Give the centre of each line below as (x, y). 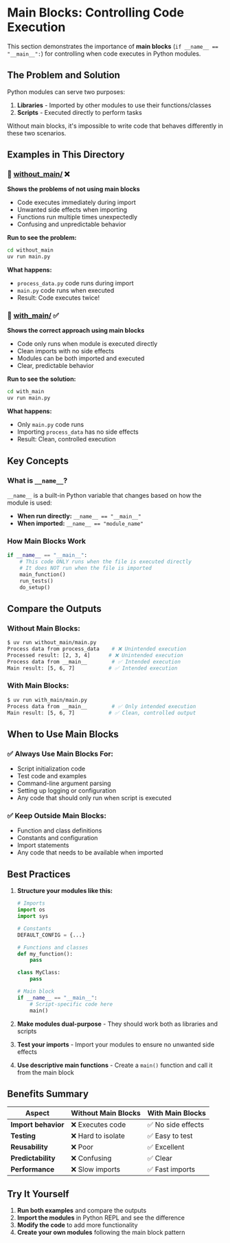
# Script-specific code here (71, 1004)
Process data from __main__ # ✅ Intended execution (94, 661)
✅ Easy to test (170, 1136)
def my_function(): (45, 954)
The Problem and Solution (64, 75)
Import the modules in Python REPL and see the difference (101, 1218)
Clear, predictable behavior (55, 366)
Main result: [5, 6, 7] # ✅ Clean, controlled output (102, 713)
